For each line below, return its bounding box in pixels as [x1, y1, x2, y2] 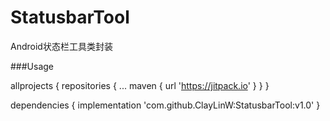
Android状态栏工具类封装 [10, 40, 113, 52]
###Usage [10, 60, 55, 72]
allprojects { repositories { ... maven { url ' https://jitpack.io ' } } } [10, 79, 270, 91]
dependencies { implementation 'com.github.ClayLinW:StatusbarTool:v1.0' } [10, 99, 321, 111]
